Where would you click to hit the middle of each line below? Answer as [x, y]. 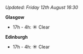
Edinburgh [17, 37]
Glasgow [15, 17]
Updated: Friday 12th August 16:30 [42, 7]
